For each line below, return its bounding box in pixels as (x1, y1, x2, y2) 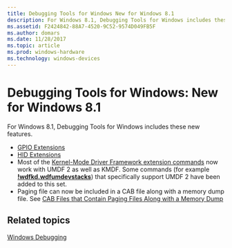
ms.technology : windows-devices (7, 55, 100, 62)
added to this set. (17, 180, 67, 188)
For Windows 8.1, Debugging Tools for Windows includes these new (7, 122, 200, 131)
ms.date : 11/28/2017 (7, 36, 67, 43)
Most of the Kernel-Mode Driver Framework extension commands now (17, 158, 219, 166)
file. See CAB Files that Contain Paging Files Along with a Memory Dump (17, 194, 224, 202)
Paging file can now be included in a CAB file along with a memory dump (17, 187, 224, 195)
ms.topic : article (7, 42, 60, 49)
